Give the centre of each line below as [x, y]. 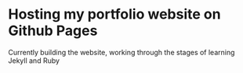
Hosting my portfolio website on [114, 14]
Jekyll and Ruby [34, 61]
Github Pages [53, 31]
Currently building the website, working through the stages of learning [121, 52]
